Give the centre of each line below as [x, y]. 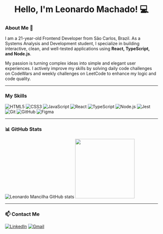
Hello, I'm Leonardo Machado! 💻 [81, 9]
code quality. [18, 79]
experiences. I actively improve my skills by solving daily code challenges [79, 68]
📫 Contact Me [22, 214]
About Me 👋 [19, 28]
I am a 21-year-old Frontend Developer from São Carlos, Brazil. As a [73, 38]
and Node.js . [18, 54]
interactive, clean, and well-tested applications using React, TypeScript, [77, 49]
